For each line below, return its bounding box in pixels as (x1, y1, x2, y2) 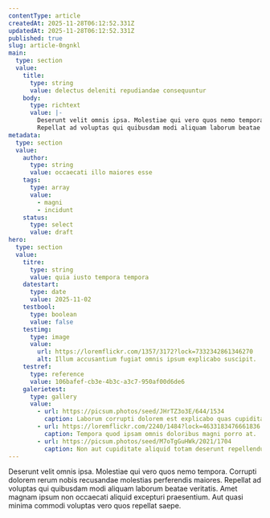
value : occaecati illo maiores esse (29, 169, 153, 177)
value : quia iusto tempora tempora (29, 273, 149, 281)
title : (22, 71, 45, 80)
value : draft (29, 228, 74, 237)
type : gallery (29, 393, 78, 401)
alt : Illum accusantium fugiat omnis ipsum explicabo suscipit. (37, 355, 257, 364)
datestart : (22, 280, 59, 289)
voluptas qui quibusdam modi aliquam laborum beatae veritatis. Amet (8, 483, 238, 494)
